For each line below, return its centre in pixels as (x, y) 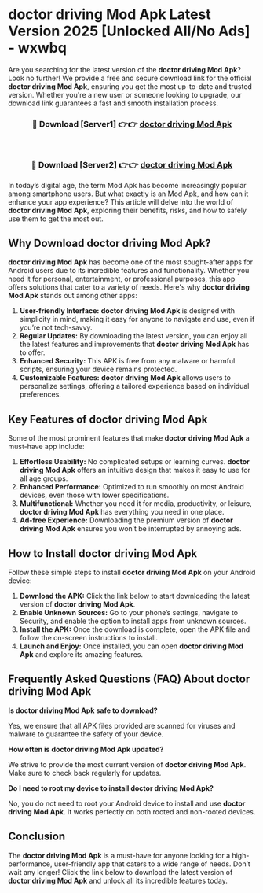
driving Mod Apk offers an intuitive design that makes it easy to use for (135, 470)
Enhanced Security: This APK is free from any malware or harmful (127, 361)
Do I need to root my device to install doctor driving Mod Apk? (111, 788)
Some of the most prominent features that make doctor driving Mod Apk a (129, 438)
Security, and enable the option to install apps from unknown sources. (133, 621)
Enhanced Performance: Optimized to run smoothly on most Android (132, 487)
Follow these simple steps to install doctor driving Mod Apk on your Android (132, 572)
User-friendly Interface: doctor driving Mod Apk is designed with (127, 311)
